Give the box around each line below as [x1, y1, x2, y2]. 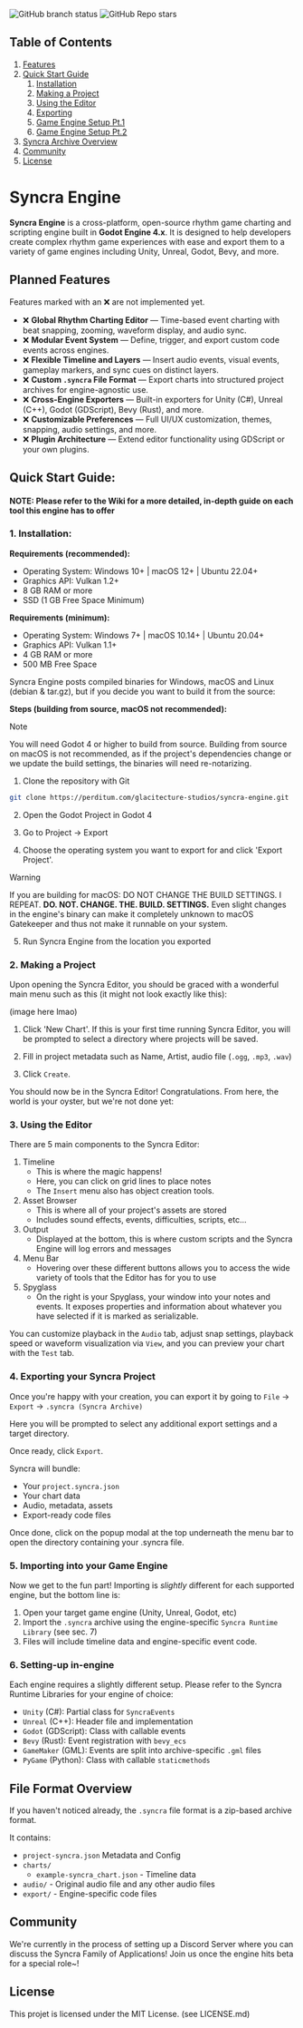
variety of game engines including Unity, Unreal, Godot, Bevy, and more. [9, 246, 279, 257]
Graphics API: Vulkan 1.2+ [22, 575, 119, 586]
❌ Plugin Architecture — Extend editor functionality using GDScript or [22, 434, 285, 444]
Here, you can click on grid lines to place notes [35, 1175, 212, 1187]
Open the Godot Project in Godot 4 [22, 809, 153, 820]
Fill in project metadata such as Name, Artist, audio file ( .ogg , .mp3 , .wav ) [22, 1051, 292, 1062]
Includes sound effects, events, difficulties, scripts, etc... [35, 1214, 247, 1225]
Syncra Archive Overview [22, 136, 118, 147]
